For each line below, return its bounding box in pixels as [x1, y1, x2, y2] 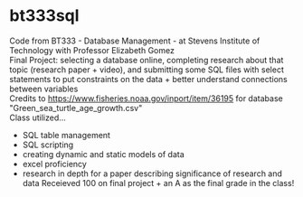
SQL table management [22, 129, 111, 140]
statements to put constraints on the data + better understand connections [9, 73, 288, 84]
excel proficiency [22, 158, 88, 169]
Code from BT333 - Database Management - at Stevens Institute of [9, 35, 260, 46]
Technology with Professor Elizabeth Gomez [9, 44, 175, 55]
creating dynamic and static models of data [22, 148, 185, 159]
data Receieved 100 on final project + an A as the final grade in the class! [22, 177, 295, 188]
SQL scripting [22, 139, 74, 150]
